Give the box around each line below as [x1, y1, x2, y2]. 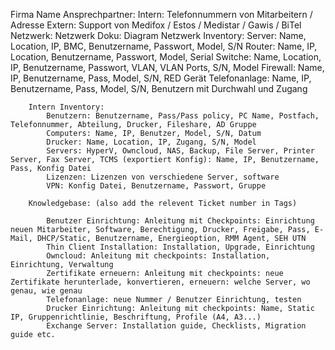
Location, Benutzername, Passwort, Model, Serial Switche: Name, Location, [10, 51, 322, 63]
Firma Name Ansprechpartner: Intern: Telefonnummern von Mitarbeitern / [10, 9, 313, 20]
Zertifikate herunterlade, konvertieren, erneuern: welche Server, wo [10, 277, 311, 287]
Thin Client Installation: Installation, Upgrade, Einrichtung [46, 242, 315, 252]
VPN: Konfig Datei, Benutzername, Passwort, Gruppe [46, 181, 267, 191]
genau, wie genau [10, 286, 83, 296]
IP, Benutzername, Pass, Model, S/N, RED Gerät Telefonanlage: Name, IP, [10, 72, 312, 84]
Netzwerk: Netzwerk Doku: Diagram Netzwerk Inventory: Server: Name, [10, 30, 307, 41]
